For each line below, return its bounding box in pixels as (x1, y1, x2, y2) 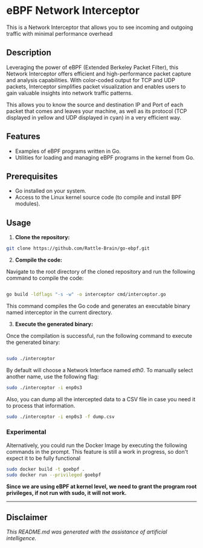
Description (6, 48, 51, 58)
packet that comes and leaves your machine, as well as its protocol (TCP (6, 107, 187, 115)
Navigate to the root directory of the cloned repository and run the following (6, 268, 195, 276)
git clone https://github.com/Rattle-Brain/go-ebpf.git (6, 245, 150, 251)
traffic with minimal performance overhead (6, 30, 113, 37)
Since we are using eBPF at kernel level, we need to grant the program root (6, 483, 197, 490)
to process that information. (6, 402, 76, 409)
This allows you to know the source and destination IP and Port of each (6, 101, 184, 108)
